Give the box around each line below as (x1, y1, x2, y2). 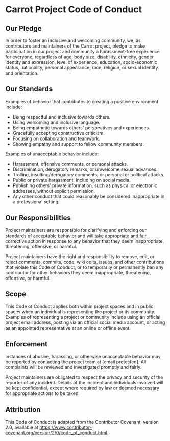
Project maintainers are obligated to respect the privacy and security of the (5, 374, 163, 380)
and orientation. (5, 70, 39, 76)
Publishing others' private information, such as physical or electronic (12, 182, 157, 189)
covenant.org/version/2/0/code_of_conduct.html (5, 430, 107, 436)
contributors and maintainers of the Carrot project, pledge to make (5, 43, 145, 49)
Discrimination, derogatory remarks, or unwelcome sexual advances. (12, 166, 158, 172)
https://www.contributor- (39, 424, 92, 430)
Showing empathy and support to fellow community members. (12, 141, 144, 147)
